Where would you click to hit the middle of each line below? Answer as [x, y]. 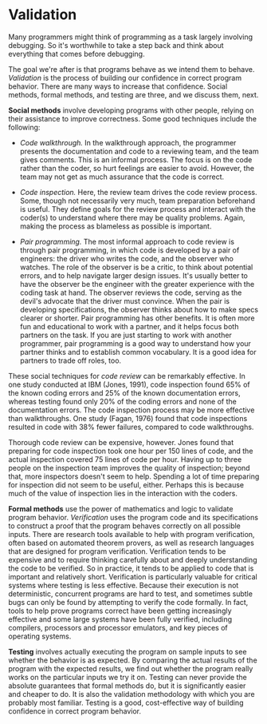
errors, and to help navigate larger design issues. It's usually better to [134, 275]
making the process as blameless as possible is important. [116, 226]
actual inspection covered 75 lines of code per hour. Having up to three [125, 459]
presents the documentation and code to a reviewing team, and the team [139, 151]
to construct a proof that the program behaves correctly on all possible [125, 526]
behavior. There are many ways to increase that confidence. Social [118, 86]
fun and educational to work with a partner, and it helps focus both [129, 326]
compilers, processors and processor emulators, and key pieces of [118, 627]
